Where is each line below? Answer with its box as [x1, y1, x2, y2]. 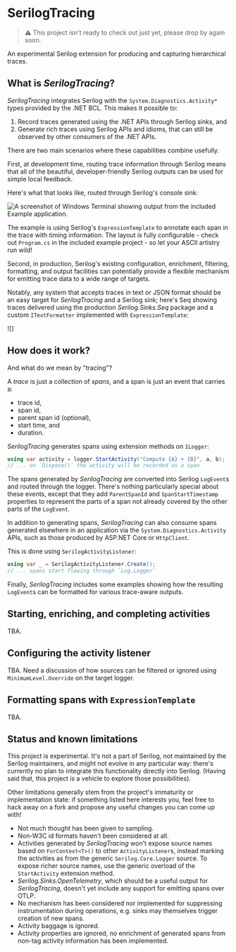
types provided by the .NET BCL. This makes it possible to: [7, 104, 178, 112]
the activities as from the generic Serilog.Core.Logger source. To [17, 854, 208, 862]
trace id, [17, 398, 42, 406]
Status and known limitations [7, 733, 138, 745]
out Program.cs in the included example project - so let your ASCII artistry [7, 238, 221, 246]
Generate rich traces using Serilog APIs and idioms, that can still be [17, 125, 213, 133]
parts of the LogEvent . [7, 505, 70, 513]
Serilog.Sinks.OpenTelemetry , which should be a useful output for [17, 876, 209, 885]
